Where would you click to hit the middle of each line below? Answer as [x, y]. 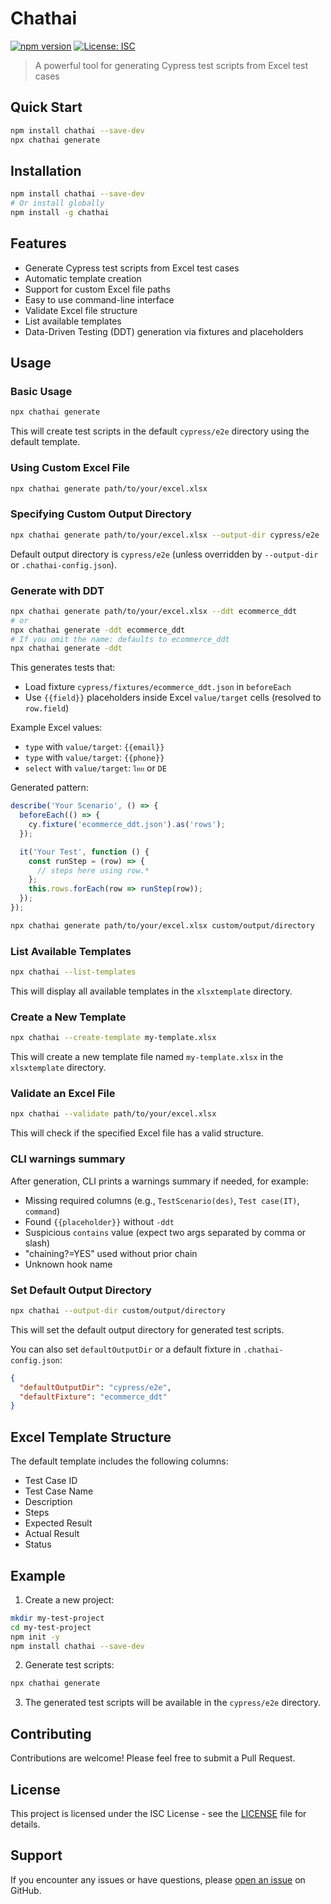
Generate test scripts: [69, 1665]
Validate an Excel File [63, 1094]
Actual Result [52, 1534]
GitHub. [26, 1890]
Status [38, 1544]
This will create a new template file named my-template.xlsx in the [147, 1057]
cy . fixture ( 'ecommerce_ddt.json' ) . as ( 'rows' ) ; [127, 825]
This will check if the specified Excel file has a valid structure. [137, 1133]
